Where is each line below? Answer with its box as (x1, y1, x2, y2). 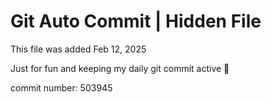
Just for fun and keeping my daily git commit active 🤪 (10, 62, 230, 74)
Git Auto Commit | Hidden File (10, 10, 262, 33)
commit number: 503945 (10, 81, 113, 94)
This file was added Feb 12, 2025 (10, 43, 147, 55)
